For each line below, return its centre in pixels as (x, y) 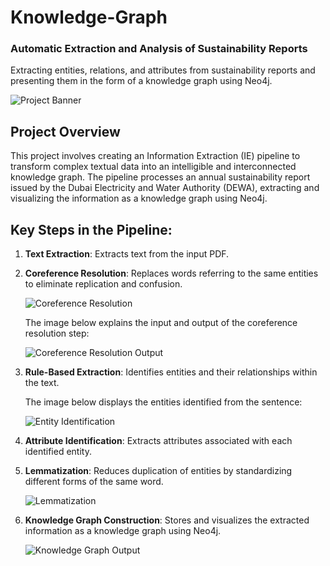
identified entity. (58, 452)
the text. (42, 383)
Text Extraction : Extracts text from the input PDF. (127, 254)
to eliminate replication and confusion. (103, 284)
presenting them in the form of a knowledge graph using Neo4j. (141, 81)
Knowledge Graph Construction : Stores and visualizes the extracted (167, 520)
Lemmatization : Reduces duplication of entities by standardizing (158, 471)
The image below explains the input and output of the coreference (161, 323)
